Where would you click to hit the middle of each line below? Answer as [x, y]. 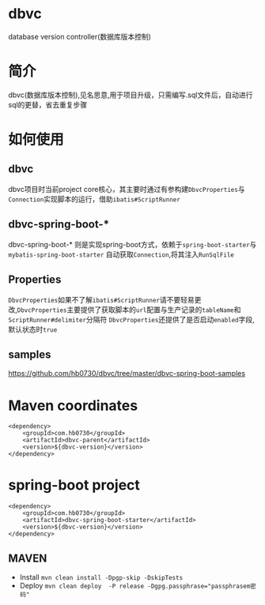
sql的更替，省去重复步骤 [48, 104]
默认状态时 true [33, 329]
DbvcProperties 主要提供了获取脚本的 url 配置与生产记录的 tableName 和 [129, 310]
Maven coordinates [73, 406]
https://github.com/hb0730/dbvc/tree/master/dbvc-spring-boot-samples [127, 374]
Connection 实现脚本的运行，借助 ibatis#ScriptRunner [94, 199]
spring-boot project [74, 485]
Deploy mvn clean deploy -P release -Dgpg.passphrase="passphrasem [135, 586]
